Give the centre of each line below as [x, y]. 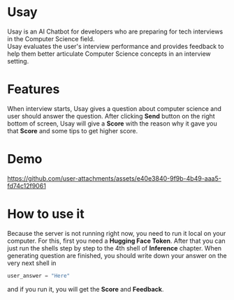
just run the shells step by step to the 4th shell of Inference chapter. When [115, 248]
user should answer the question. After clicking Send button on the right [111, 116]
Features [34, 90]
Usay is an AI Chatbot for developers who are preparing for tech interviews [115, 31]
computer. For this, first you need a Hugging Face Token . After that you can [116, 241]
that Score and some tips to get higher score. [73, 130]
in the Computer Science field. [51, 38]
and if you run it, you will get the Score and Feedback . [86, 289]
